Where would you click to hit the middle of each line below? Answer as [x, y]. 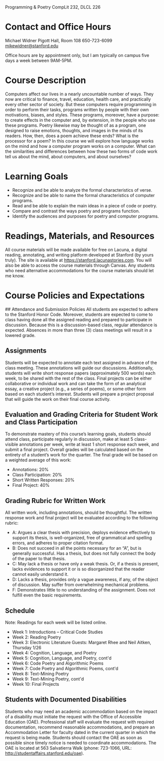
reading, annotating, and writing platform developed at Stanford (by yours [79, 254]
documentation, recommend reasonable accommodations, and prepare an [80, 727]
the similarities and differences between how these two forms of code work [81, 151]
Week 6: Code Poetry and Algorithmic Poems [58, 663]
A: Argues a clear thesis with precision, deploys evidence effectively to [84, 533]
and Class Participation [41, 422]
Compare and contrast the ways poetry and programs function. [76, 211]
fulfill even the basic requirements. [47, 595]
